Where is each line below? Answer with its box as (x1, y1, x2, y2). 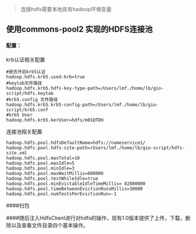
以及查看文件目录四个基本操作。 (11, 222, 89, 229)
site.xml (6, 150, 28, 156)
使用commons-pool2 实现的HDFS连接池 (6, 25, 153, 35)
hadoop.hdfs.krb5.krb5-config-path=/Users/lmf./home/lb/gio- (6, 102, 159, 108)
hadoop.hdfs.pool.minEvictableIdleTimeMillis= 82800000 (6, 181, 146, 187)
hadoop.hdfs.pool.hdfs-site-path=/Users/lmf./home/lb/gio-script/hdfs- (6, 144, 185, 151)
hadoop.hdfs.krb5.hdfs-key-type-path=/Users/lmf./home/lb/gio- (6, 85, 164, 91)
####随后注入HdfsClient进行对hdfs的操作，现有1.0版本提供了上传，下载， (6, 214, 186, 221)
